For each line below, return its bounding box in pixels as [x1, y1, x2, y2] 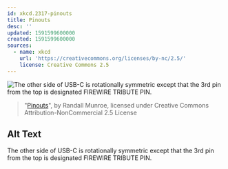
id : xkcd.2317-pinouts [7, 10, 72, 17]
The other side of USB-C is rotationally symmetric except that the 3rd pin [7, 146, 215, 155]
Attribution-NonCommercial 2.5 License [23, 108, 138, 117]
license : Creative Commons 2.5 [19, 61, 110, 68]
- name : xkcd [13, 49, 51, 56]
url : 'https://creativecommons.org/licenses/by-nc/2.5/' [19, 55, 187, 62]
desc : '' [7, 23, 32, 30]
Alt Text [7, 128, 41, 140]
